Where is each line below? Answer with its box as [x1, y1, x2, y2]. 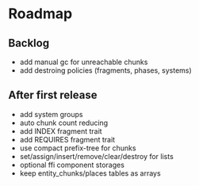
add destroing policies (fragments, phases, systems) [19, 66, 192, 75]
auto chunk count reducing [19, 118, 109, 127]
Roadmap [8, 5, 73, 23]
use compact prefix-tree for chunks [19, 143, 136, 153]
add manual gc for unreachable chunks [19, 57, 148, 66]
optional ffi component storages [19, 160, 125, 169]
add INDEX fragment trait [19, 126, 102, 135]
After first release [8, 89, 98, 102]
